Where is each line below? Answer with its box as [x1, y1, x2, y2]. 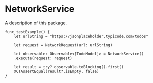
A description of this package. [5, 20, 67, 26]
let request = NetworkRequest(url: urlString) [14, 42, 113, 48]
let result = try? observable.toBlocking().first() [14, 64, 124, 69]
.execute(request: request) [14, 56, 72, 61]
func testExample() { [5, 29, 50, 34]
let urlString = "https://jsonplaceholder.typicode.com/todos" [14, 34, 149, 39]
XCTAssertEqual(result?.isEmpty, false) [14, 69, 99, 74]
